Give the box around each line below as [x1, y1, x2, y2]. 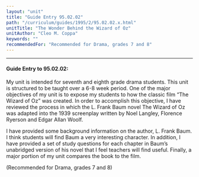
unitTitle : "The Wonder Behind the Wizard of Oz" [6, 25, 131, 31]
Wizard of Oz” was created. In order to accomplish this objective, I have [6, 97, 182, 104]
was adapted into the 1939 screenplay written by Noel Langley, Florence [6, 110, 182, 117]
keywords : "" [6, 36, 38, 42]
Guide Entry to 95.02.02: [6, 65, 69, 73]
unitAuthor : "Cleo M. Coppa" [6, 31, 78, 37]
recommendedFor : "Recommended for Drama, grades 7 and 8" [6, 42, 152, 48]
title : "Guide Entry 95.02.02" [6, 14, 84, 20]
